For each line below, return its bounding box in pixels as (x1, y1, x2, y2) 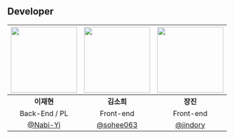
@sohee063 (96, 119, 138, 129)
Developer (7, 6, 54, 18)
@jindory (175, 119, 206, 129)
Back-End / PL (19, 108, 69, 118)
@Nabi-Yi (27, 119, 61, 129)
